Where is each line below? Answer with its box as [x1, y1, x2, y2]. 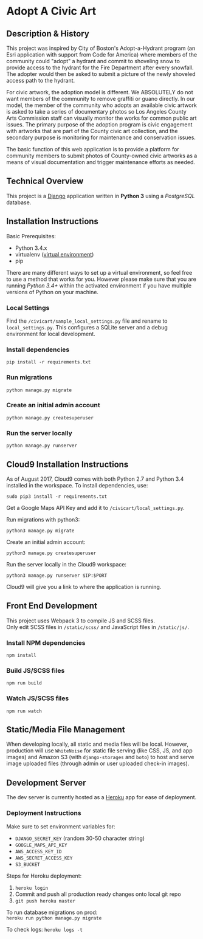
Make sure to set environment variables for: [6, 822, 115, 830]
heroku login [15, 885, 49, 891]
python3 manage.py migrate [6, 528, 75, 534]
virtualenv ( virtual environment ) [15, 250, 94, 258]
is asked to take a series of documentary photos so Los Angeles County [6, 108, 187, 115]
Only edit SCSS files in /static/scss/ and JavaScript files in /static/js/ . [6, 623, 190, 630]
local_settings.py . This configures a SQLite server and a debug [6, 323, 168, 331]
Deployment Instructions [6, 809, 81, 817]
